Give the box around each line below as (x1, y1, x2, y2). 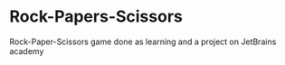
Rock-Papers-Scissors (9, 6, 183, 27)
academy (9, 45, 44, 56)
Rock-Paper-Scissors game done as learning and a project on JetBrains (9, 36, 277, 47)
